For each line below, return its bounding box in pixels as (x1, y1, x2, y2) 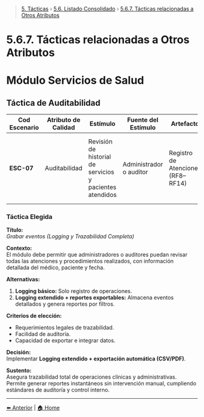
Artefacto (171, 120, 199, 128)
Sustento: (6, 367, 32, 374)
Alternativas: (6, 276, 41, 283)
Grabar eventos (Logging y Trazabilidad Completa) (6, 233, 135, 240)
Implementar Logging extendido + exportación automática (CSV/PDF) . (6, 355, 186, 362)
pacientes (88, 183, 117, 191)
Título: (6, 226, 24, 233)
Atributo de (46, 115, 81, 124)
